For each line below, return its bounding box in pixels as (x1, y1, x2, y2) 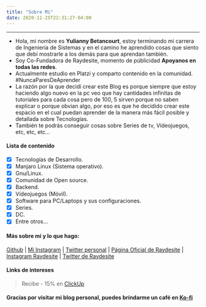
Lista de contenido (6, 142, 55, 150)
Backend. (15, 183, 40, 190)
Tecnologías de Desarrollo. (15, 155, 83, 163)
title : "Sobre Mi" (6, 9, 53, 15)
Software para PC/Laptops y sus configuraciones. (15, 197, 142, 205)
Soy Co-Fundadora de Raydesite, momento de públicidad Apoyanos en (15, 56, 196, 64)
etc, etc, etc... (15, 128, 50, 135)
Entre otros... (15, 218, 48, 225)
